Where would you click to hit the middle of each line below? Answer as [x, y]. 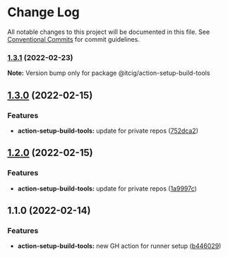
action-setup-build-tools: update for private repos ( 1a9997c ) [107, 189]
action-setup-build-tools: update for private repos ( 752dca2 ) [108, 131]
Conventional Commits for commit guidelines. [73, 39]
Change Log [43, 12]
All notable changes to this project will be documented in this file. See [109, 32]
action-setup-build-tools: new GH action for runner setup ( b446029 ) [119, 246]
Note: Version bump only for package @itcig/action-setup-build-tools [109, 73]
